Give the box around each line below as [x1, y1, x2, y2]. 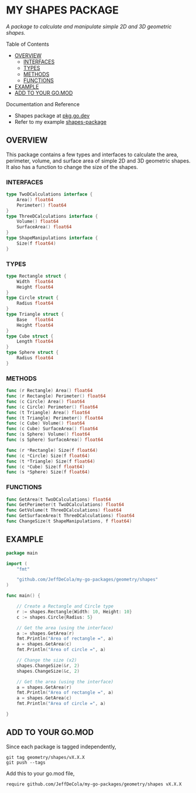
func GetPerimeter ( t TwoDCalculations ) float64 [6, 502, 125, 508]
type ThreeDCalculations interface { [6, 213, 98, 219]
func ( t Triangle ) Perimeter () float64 [6, 415, 104, 421]
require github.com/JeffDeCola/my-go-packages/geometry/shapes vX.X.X [6, 781, 182, 787]
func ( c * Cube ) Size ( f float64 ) [6, 464, 85, 470]
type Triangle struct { [6, 312, 64, 318]
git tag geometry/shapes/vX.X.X [6, 754, 85, 760]
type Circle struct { [6, 295, 59, 301]
